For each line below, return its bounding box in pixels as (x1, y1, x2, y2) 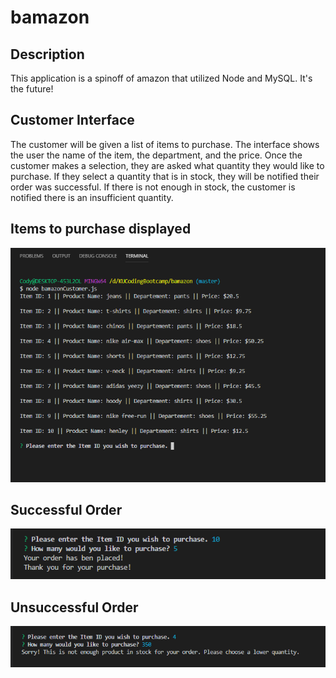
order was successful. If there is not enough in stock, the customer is (10, 181, 296, 193)
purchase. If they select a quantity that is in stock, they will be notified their (10, 170, 320, 182)
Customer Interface (10, 112, 135, 129)
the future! (10, 83, 54, 95)
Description (10, 46, 85, 63)
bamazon (10, 6, 90, 29)
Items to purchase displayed (10, 221, 192, 238)
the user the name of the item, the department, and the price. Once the (10, 149, 303, 161)
